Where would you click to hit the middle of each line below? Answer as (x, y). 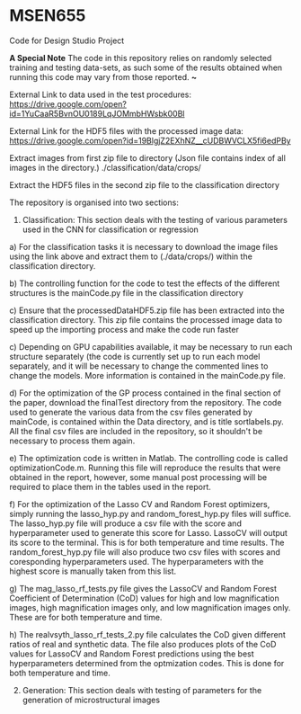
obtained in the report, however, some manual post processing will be (138, 477)
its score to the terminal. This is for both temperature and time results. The (147, 542)
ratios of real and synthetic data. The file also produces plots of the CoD (143, 644)
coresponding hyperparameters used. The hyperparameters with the (137, 561)
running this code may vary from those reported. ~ (103, 76)
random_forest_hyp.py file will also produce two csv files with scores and (145, 552)
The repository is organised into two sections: (94, 202)
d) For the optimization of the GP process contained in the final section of (145, 393)
